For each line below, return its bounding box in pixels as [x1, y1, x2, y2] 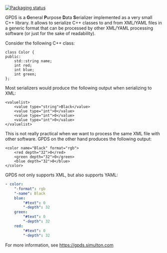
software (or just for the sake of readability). [5, 31, 96, 36]
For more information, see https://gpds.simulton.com [5, 242, 114, 248]
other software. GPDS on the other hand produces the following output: [5, 136, 152, 142]
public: [5, 54, 21, 59]
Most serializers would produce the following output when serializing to [5, 85, 152, 91]
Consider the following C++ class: [5, 40, 75, 46]
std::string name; [14, 59, 52, 64]
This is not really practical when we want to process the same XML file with [5, 131, 161, 136]
